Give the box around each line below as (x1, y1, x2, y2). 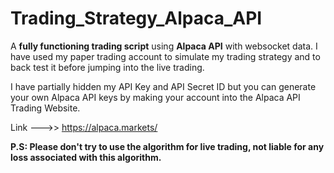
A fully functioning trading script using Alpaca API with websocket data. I (10, 40, 318, 52)
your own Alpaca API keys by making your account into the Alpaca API (10, 91, 301, 103)
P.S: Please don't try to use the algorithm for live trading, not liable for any (10, 140, 325, 152)
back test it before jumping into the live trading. (10, 61, 205, 73)
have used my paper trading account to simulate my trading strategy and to (10, 50, 321, 62)
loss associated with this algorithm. (10, 151, 162, 163)
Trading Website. (10, 102, 81, 114)
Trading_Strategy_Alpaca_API (10, 7, 263, 30)
